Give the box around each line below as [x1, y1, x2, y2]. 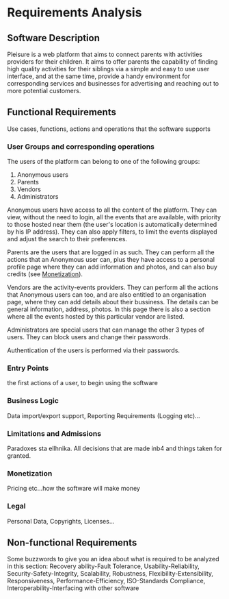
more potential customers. [7, 87, 81, 95]
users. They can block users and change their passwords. [7, 333, 171, 341]
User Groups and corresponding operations [7, 142, 155, 151]
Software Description [7, 32, 100, 44]
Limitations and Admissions [7, 428, 101, 438]
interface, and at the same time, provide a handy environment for [7, 72, 190, 80]
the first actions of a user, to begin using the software [7, 379, 159, 387]
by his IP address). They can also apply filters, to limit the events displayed [7, 228, 217, 236]
